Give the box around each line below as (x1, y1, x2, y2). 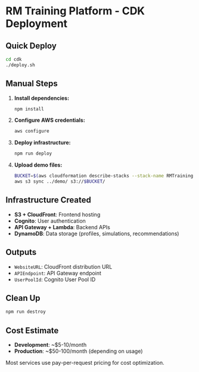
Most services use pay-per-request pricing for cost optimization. (5, 359, 164, 367)
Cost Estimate (5, 325, 59, 336)
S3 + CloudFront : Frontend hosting (14, 211, 101, 218)
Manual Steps (5, 79, 58, 89)
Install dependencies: (14, 94, 70, 102)
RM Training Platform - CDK (5, 4, 145, 18)
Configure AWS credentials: (14, 116, 86, 124)
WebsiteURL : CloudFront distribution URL (14, 263, 113, 270)
